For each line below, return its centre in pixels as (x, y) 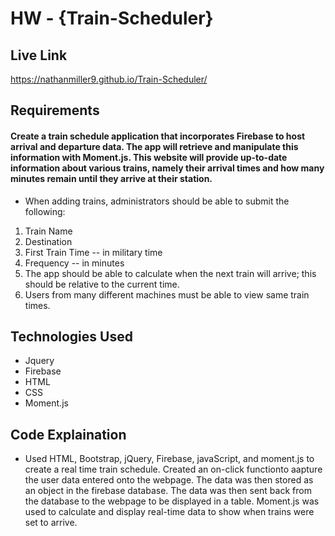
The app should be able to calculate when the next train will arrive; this (170, 273)
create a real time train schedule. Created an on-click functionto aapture (173, 469)
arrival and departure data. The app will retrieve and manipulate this (154, 146)
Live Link (39, 55)
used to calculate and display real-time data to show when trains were (169, 512)
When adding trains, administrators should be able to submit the (157, 201)
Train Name (48, 231)
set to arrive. (51, 523)
